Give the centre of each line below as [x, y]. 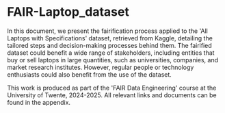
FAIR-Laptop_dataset [68, 12]
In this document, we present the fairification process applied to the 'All [108, 31]
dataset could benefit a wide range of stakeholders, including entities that [111, 53]
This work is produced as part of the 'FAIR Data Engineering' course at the [112, 88]
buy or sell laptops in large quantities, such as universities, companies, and [113, 60]
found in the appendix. [39, 102]
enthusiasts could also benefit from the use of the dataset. [90, 74]
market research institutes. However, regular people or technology [101, 67]
